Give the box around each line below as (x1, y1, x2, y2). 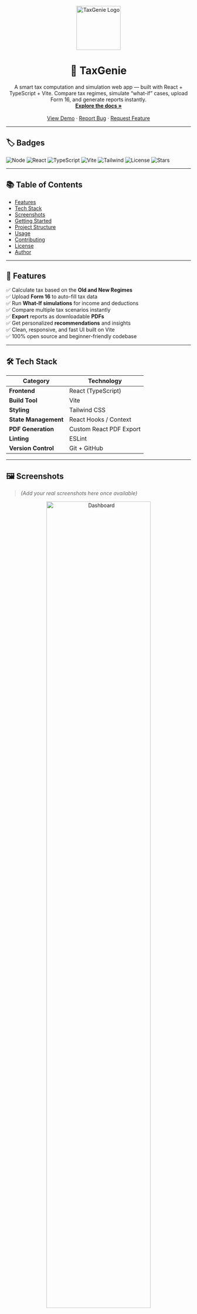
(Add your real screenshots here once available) (20, 490, 138, 496)
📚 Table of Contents (6, 180, 83, 190)
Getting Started (14, 217, 52, 224)
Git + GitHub (69, 444, 104, 452)
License (14, 242, 34, 249)
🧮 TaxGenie (70, 64, 127, 78)
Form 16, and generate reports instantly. (50, 96, 147, 103)
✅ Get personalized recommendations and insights (6, 319, 131, 326)
